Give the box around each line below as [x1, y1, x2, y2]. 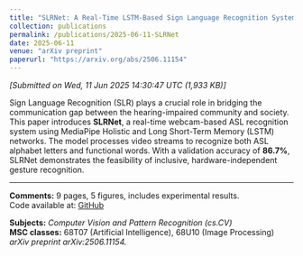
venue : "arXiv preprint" [9, 47, 103, 56]
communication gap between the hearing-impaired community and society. [9, 107, 290, 117]
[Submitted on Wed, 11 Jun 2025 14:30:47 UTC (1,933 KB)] [9, 80, 227, 90]
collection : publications [9, 22, 106, 31]
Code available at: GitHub [9, 200, 105, 210]
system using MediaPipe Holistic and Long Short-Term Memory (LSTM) [9, 126, 275, 136]
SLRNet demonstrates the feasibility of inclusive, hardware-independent [9, 155, 278, 165]
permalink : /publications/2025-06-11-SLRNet [9, 30, 179, 39]
